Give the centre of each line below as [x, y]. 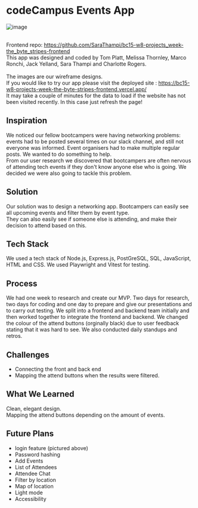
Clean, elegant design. [34, 408]
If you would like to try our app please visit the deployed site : [82, 83]
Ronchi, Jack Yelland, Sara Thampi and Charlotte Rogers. [76, 64]
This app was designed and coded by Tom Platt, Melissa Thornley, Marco [96, 57]
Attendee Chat [33, 473]
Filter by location [35, 480]
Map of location [34, 486]
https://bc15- [174, 83]
